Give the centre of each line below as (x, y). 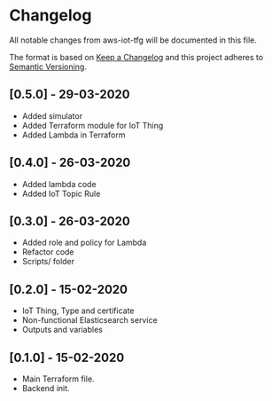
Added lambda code (59, 184)
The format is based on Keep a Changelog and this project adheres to (136, 57)
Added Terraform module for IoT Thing (93, 125)
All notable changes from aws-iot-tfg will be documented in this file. (133, 40)
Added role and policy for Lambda (84, 243)
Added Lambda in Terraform (74, 135)
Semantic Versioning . (48, 67)
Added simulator (52, 115)
